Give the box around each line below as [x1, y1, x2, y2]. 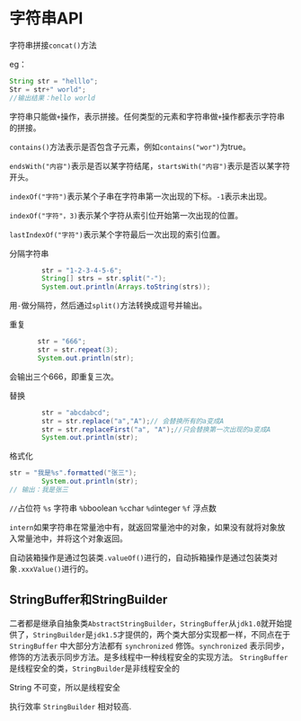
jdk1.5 [93, 630, 119, 639]
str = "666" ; [37, 337, 87, 346]
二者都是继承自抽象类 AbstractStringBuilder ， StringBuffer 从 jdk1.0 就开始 [9, 618, 285, 628]
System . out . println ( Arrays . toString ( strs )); [41, 282, 211, 292]
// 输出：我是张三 [9, 485, 69, 494]
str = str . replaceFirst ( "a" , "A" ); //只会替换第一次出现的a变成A [41, 424, 271, 434]
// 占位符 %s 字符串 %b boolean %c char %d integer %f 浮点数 [9, 503, 217, 513]
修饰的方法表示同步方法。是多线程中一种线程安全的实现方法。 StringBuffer [9, 651, 288, 662]
